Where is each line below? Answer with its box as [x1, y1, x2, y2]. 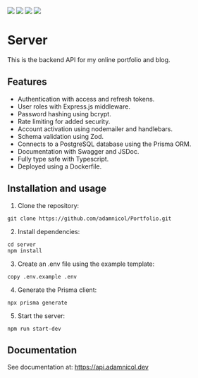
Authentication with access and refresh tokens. [17, 94, 155, 103]
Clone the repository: [17, 201, 80, 209]
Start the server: [17, 311, 66, 320]
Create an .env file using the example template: [17, 260, 155, 268]
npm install [7, 247, 42, 254]
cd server [7, 240, 37, 248]
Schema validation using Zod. [17, 132, 104, 140]
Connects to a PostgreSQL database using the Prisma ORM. [17, 140, 192, 148]
